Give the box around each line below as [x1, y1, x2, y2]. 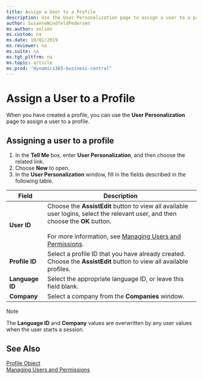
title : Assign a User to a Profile [6, 8, 96, 15]
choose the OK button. [47, 217, 112, 226]
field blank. [47, 283, 79, 291]
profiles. [47, 265, 71, 273]
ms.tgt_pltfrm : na [6, 54, 53, 60]
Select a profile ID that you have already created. [47, 250, 185, 258]
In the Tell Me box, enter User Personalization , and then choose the [14, 152, 185, 159]
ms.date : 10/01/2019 [6, 37, 59, 43]
